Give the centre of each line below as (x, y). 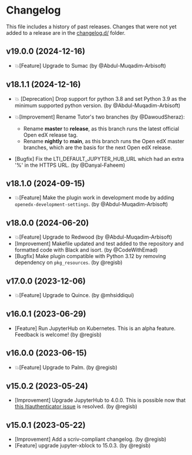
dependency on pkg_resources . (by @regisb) (68, 262)
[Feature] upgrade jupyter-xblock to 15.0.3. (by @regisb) (82, 446)
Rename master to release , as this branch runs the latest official (101, 128)
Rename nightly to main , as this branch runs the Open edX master (104, 141)
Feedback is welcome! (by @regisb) (58, 334)
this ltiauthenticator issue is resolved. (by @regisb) (76, 407)
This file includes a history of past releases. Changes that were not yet (92, 27)
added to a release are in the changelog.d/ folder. (66, 32)
